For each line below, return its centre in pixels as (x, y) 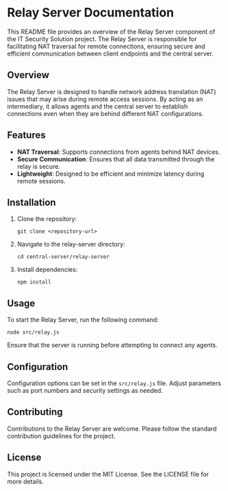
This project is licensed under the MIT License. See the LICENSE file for (108, 474)
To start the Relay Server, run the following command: (83, 320)
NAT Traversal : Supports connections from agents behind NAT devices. (118, 152)
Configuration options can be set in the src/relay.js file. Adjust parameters (114, 383)
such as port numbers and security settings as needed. (85, 390)
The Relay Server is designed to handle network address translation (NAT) (112, 91)
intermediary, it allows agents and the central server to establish (98, 106)
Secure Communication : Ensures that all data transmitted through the (116, 159)
